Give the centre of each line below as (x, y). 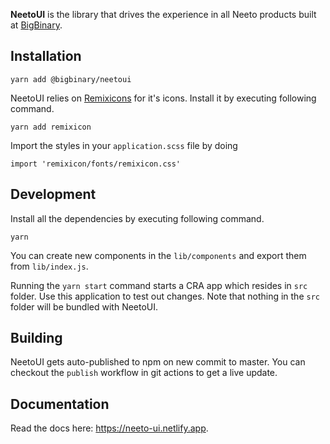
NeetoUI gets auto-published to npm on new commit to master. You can (158, 362)
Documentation (60, 404)
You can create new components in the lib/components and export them (158, 255)
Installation (46, 56)
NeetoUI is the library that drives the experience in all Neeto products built (163, 14)
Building (36, 338)
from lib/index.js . (49, 266)
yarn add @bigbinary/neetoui (71, 79)
